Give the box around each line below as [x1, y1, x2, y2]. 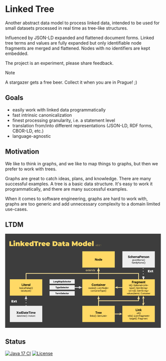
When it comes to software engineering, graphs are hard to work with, [5, 196, 148, 202]
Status [5, 337, 26, 346]
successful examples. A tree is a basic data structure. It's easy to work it [5, 181, 153, 187]
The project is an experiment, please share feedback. [5, 60, 114, 66]
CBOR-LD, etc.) [12, 128, 44, 134]
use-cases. [5, 206, 28, 212]
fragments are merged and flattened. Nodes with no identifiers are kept [5, 45, 150, 51]
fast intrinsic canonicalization [12, 112, 72, 118]
